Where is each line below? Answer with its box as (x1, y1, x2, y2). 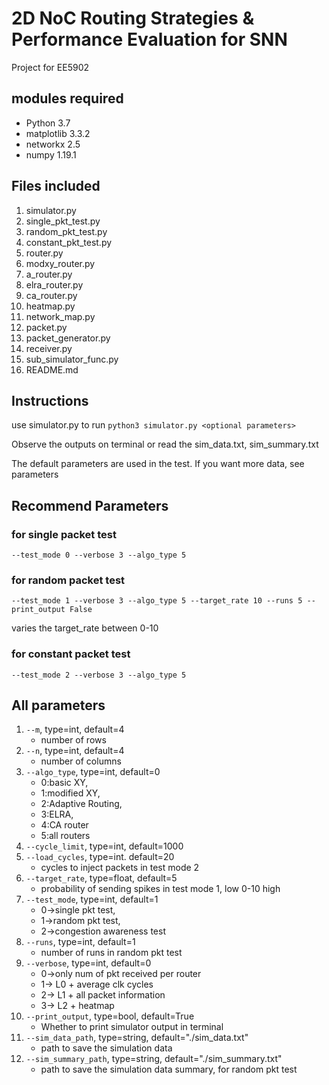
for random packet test (11, 573, 126, 587)
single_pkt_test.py (25, 215, 101, 227)
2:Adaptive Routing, (40, 798, 123, 810)
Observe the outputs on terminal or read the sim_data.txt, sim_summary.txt (11, 438, 319, 451)
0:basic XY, (40, 777, 89, 789)
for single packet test (11, 527, 117, 541)
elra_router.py (25, 278, 84, 291)
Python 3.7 (25, 117, 71, 129)
